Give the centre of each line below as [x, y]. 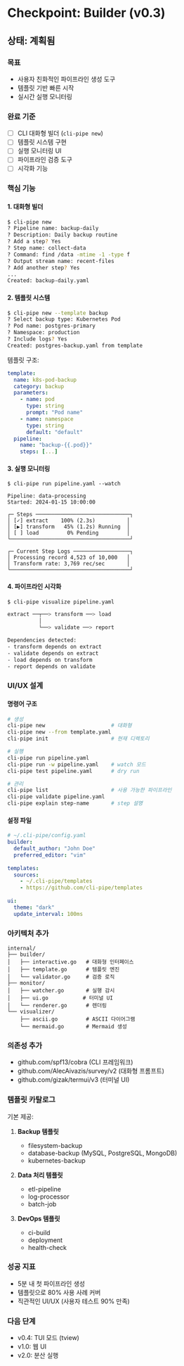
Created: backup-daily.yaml [48, 281]
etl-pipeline [45, 1189]
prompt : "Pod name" [54, 413]
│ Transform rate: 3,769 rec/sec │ [69, 564]
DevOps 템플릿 [39, 1218]
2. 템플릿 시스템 [29, 298]
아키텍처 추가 [28, 933]
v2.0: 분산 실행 [38, 1355]
